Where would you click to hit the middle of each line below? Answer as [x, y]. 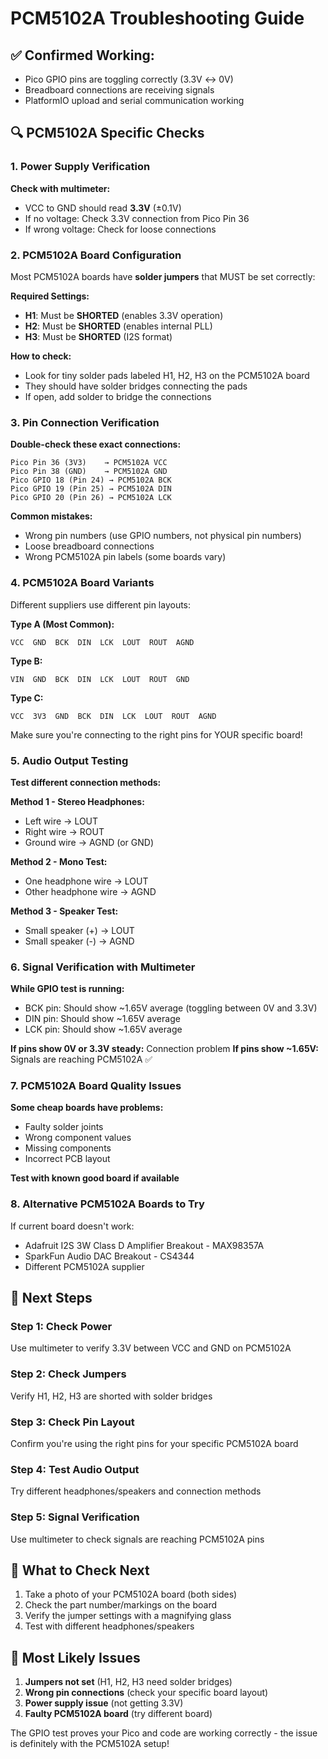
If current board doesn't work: [72, 1226]
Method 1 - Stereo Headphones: [77, 801]
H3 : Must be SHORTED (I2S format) [98, 336]
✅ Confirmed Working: [82, 55]
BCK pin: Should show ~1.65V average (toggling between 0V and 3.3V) [171, 1008]
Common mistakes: [51, 516]
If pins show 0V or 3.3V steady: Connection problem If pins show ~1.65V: [164, 1049]
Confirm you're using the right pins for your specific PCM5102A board [154, 1444]
